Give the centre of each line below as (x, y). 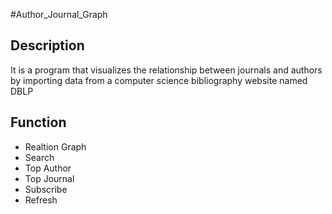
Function (38, 122)
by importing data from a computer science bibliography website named (159, 80)
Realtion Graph (55, 146)
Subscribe (46, 189)
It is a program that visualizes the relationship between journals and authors (166, 70)
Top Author (48, 168)
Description (47, 45)
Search (39, 157)
